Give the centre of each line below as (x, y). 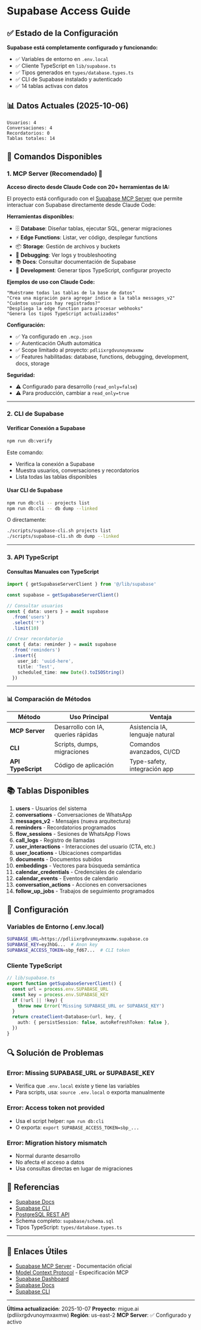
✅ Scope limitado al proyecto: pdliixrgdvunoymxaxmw (79, 350)
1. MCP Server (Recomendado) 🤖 (55, 174)
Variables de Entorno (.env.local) (55, 927)
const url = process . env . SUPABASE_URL (61, 989)
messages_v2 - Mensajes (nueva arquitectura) (73, 821)
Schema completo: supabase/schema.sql (64, 1221)
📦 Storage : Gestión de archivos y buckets (68, 246)
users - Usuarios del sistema (51, 808)
